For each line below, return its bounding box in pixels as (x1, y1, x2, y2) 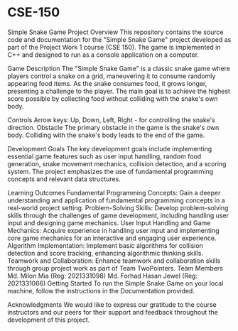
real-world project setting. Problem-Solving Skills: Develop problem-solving (7, 203, 229, 212)
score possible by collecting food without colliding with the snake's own (7, 94, 218, 103)
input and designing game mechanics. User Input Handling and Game (7, 218, 211, 227)
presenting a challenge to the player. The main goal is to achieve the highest (7, 87, 231, 95)
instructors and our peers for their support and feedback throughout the (7, 308, 218, 316)
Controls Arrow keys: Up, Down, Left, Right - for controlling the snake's (7, 115, 215, 124)
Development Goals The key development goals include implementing (7, 144, 212, 153)
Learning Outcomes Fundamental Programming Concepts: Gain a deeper (7, 188, 221, 197)
